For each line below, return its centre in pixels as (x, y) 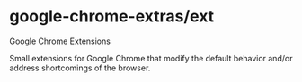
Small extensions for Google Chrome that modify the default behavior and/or (151, 58)
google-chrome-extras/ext (112, 16)
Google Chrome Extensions (60, 41)
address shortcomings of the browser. (80, 68)
